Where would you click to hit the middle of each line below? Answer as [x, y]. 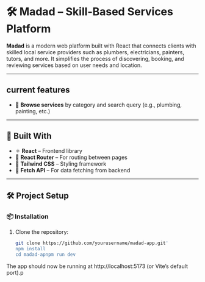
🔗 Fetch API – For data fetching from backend [73, 170]
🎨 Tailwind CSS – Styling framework [61, 164]
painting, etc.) [33, 111]
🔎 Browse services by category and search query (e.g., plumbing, [98, 105]
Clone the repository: [42, 232]
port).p [15, 272]
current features [38, 90]
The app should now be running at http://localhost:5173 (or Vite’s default [97, 266]
